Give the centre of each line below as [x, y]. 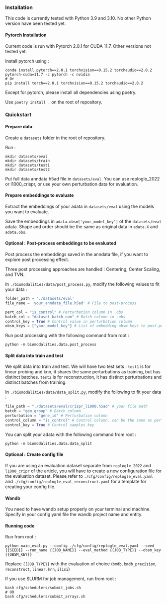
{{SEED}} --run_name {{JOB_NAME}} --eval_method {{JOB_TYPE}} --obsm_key [83, 550]
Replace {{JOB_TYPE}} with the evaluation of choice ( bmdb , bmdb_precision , [81, 564]
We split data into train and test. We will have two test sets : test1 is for [78, 366]
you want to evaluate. [27, 212]
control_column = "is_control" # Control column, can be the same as [79, 421]
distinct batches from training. [36, 382]
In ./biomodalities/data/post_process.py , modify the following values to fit [83, 284]
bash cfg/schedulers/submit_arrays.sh [45, 597]
